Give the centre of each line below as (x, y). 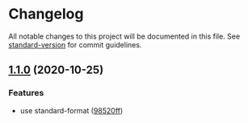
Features (26, 93)
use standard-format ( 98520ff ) (71, 110)
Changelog (46, 14)
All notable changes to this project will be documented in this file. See (124, 36)
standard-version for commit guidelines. (75, 44)
